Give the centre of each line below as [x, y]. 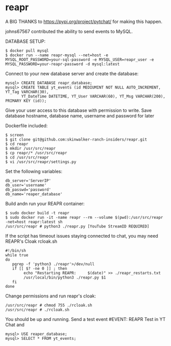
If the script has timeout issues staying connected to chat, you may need [82, 236]
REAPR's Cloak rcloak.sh [31, 241]
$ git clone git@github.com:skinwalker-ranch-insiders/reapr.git [76, 140]
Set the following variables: [34, 171]
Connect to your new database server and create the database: [72, 74]
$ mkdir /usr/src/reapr [31, 148]
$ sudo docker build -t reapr [38, 213]
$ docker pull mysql [27, 51]
